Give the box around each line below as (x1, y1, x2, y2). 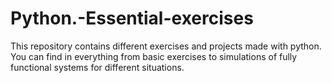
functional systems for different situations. (10, 61, 185, 73)
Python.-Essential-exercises (10, 7, 254, 30)
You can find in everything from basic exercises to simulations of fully (10, 50, 298, 62)
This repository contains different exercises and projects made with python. (10, 40, 322, 52)
